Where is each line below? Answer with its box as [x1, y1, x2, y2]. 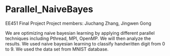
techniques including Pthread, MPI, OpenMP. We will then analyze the [5, 35, 151, 41]
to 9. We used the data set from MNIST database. [5, 46, 109, 52]
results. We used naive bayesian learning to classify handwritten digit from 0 [5, 40, 165, 46]
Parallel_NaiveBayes [5, 4, 93, 15]
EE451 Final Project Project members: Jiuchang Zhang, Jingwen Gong [5, 20, 151, 26]
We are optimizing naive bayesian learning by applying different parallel [5, 30, 155, 36]
